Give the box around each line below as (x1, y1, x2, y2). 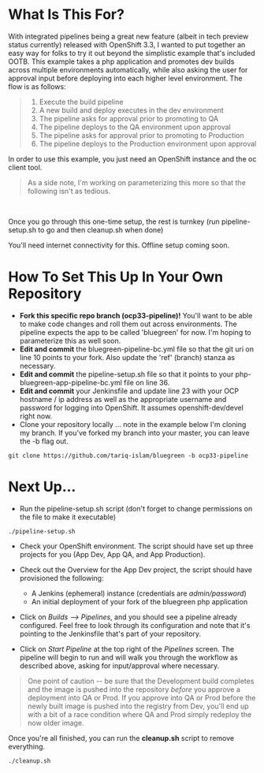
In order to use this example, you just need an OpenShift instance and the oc (8, 154, 257, 163)
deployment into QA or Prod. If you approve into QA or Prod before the (27, 693, 256, 702)
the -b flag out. (19, 436, 69, 446)
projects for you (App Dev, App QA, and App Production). (19, 549, 206, 559)
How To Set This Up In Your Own (8, 268, 223, 286)
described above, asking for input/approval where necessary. (19, 660, 220, 671)
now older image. (27, 718, 84, 727)
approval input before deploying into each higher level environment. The (8, 73, 243, 83)
